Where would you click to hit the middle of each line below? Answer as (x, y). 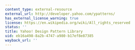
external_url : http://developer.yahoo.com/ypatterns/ (60, 14)
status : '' (16, 27)
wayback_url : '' (21, 40)
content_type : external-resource (39, 9)
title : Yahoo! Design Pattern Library (44, 31)
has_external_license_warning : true (42, 18)
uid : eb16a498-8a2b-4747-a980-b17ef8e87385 (49, 36)
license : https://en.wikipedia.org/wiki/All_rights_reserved (68, 23)
